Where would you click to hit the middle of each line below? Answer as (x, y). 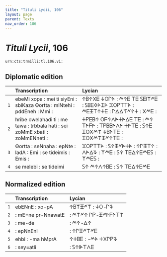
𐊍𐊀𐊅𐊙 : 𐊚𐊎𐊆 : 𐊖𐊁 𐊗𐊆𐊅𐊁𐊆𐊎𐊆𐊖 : (119, 152)
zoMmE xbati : (32, 132)
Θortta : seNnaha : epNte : (45, 146)
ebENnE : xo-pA (34, 207)
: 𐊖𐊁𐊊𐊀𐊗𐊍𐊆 (82, 247)
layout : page (19, 14)
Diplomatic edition (34, 77)
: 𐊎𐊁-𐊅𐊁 (81, 223)
